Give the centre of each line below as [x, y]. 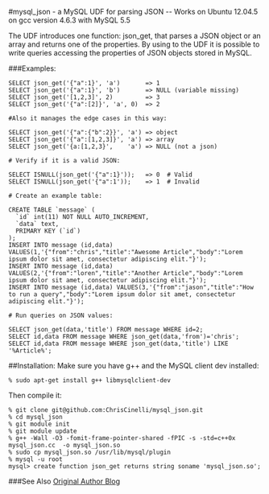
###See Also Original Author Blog [64, 481]
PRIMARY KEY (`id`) [48, 231]
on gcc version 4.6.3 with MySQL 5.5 [70, 20]
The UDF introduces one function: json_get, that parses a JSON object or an [135, 36]
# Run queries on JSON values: [61, 315]
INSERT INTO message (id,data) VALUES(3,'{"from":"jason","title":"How [131, 287]
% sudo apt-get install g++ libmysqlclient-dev [90, 381]
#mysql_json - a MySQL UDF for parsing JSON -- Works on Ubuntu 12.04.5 [133, 12]
